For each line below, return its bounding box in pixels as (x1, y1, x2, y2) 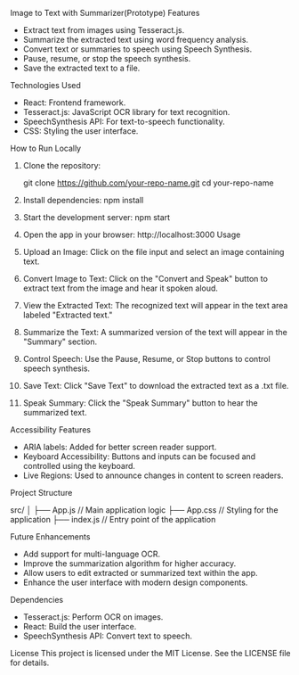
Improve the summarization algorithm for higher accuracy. (22, 558, 237, 569)
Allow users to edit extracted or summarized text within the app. (22, 568, 258, 578)
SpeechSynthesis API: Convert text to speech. (22, 630, 193, 641)
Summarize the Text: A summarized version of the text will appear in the (22, 327, 287, 337)
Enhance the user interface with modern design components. (22, 577, 248, 588)
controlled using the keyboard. (22, 461, 136, 471)
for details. (10, 657, 50, 668)
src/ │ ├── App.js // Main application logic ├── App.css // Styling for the (10, 505, 279, 515)
